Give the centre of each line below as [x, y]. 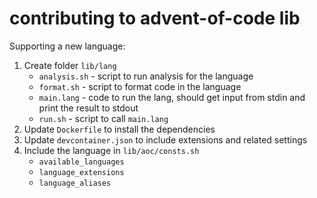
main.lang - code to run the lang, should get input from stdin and [172, 97]
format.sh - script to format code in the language [140, 86]
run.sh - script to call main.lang [103, 118]
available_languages [81, 162]
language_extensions [81, 172]
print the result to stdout [88, 108]
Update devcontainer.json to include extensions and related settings [165, 139]
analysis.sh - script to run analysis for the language [146, 76]
